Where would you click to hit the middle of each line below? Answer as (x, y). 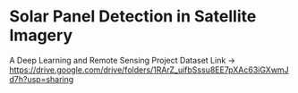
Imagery (41, 35)
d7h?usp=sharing (42, 79)
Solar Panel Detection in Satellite (133, 17)
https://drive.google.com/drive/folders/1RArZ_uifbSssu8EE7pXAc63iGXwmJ (149, 70)
